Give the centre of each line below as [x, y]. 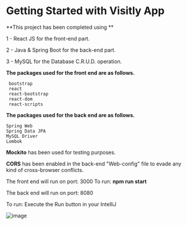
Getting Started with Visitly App [85, 11]
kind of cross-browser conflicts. [45, 170]
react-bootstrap [29, 94]
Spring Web [19, 126]
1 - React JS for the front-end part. [48, 38]
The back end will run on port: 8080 [50, 193]
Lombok [14, 141]
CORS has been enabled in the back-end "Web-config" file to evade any [94, 164]
